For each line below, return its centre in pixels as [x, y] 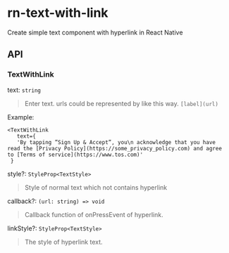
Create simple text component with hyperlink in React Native [95, 32]
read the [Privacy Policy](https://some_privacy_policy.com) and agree [114, 148]
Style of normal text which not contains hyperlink [96, 187]
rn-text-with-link [58, 13]
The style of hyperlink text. [64, 242]
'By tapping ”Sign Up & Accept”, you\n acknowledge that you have [116, 142]
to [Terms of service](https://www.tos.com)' [75, 155]
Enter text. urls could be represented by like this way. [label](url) [121, 103]
